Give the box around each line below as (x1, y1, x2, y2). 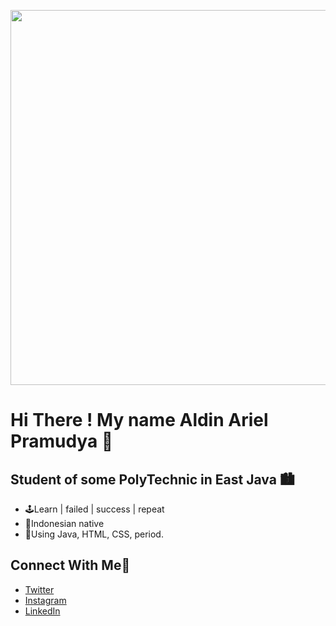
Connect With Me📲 (10, 557, 131, 574)
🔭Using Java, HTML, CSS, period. (24, 528, 164, 540)
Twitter (24, 583, 55, 595)
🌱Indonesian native (24, 518, 105, 529)
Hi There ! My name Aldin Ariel (10, 409, 269, 432)
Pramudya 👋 (10, 430, 114, 453)
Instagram (24, 594, 67, 606)
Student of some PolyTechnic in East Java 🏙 (10, 471, 295, 488)
